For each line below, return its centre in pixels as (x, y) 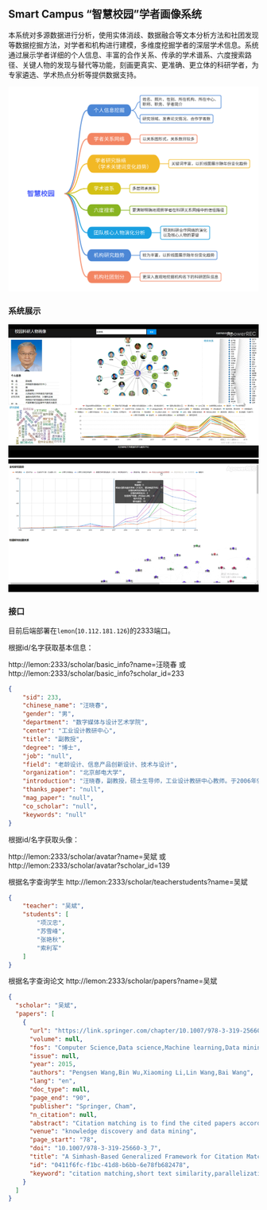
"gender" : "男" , (49, 714)
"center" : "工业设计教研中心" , (70, 731)
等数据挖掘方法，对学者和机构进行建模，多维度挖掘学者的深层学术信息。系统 (133, 45)
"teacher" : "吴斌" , (54, 906)
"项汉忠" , (51, 923)
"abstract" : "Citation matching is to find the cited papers (133, 1123)
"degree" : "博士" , (52, 747)
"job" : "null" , (48, 756)
